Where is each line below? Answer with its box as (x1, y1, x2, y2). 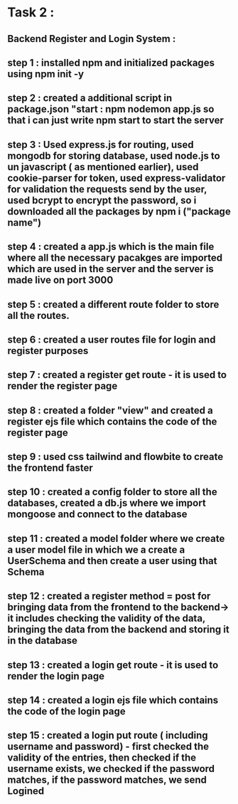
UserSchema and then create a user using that (7, 555, 217, 567)
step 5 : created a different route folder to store (7, 298, 220, 310)
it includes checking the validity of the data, (7, 612, 206, 625)
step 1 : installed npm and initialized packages (7, 56, 215, 68)
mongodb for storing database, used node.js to (7, 150, 220, 162)
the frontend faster (7, 462, 94, 474)
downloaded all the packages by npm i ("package (7, 205, 231, 217)
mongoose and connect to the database (7, 508, 188, 521)
